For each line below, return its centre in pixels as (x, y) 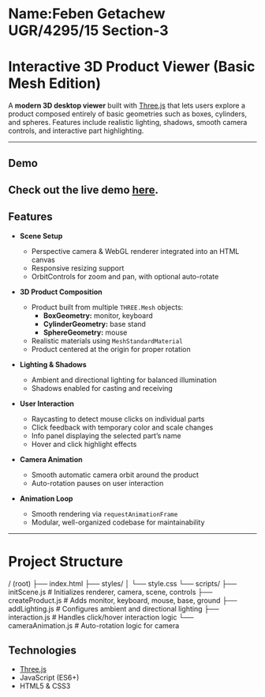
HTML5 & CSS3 (45, 686)
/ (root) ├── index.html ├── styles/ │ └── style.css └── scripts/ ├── (123, 583)
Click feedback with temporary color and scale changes (122, 427)
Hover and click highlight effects (84, 444)
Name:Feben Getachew (87, 14)
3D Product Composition (61, 292)
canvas (43, 259)
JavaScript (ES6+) (49, 678)
